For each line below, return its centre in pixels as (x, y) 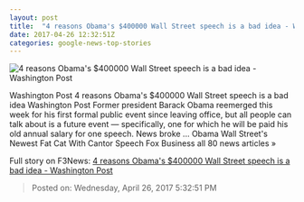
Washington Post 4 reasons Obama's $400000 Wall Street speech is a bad (149, 96)
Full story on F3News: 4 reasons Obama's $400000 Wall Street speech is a (150, 161)
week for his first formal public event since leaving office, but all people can (151, 115)
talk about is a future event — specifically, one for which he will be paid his (149, 124)
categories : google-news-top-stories (81, 43)
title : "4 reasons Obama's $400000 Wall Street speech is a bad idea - (149, 26)
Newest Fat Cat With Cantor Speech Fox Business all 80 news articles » (143, 143)
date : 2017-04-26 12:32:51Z (62, 34)
